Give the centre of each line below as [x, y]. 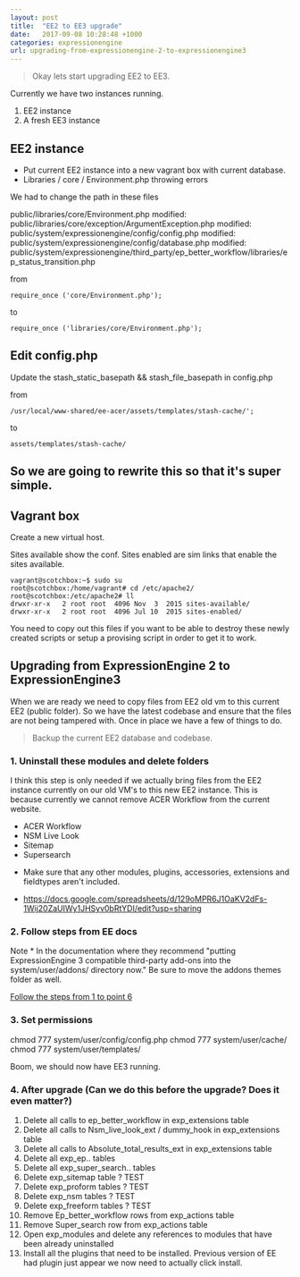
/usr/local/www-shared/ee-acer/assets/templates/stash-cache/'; [132, 411]
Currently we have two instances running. [87, 94]
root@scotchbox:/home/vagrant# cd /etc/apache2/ [102, 588]
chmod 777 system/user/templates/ [75, 1049]
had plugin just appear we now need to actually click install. [133, 1263]
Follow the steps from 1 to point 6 [71, 997]
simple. [31, 485]
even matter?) [41, 1101]
